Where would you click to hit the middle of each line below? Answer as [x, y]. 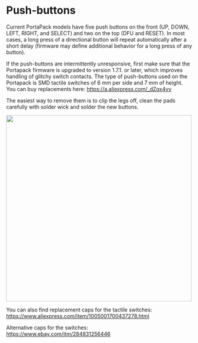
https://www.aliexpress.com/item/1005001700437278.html [78, 316]
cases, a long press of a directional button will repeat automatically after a [96, 39]
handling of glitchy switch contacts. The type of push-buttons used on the [97, 76]
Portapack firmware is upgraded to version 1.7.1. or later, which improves [94, 70]
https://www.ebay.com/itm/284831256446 [58, 333]
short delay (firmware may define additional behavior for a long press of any [99, 46]
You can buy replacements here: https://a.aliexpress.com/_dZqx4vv [89, 89]
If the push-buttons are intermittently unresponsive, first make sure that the [98, 64]
